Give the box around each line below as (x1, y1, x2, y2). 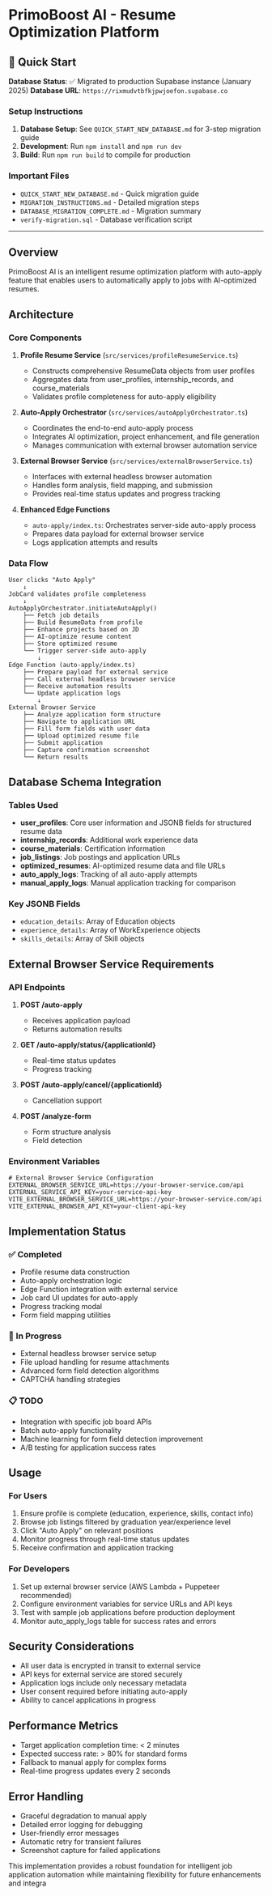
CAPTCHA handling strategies (19, 1375, 121, 1384)
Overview (8, 245, 59, 259)
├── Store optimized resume (23, 640, 117, 648)
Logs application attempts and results (32, 538, 158, 547)
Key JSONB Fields (8, 899, 81, 909)
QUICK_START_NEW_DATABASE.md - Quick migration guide (19, 189, 200, 198)
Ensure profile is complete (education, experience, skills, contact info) (19, 1508, 253, 1519)
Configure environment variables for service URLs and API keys (19, 1599, 233, 1609)
